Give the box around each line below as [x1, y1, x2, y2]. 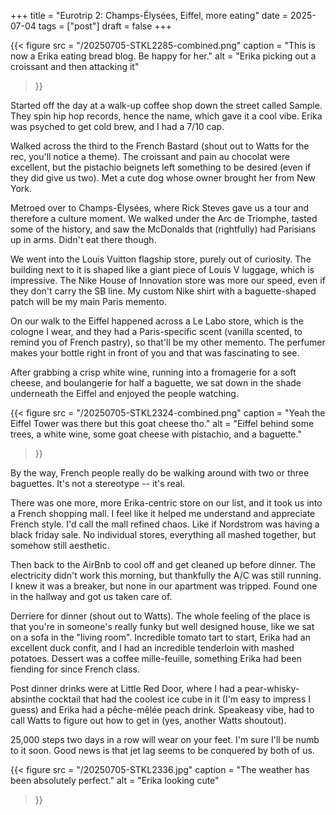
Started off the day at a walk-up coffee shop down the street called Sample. [10, 100, 323, 111]
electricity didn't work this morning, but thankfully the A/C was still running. [10, 570, 322, 581]
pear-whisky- [244, 683, 300, 694]
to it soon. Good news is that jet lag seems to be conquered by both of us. [10, 745, 315, 756]
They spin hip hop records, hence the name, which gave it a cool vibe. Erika [10, 110, 323, 122]
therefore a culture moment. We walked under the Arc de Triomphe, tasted [10, 213, 318, 224]
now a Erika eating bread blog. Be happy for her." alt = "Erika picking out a [10, 50, 317, 62]
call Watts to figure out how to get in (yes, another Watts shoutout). [10, 715, 287, 726]
